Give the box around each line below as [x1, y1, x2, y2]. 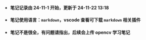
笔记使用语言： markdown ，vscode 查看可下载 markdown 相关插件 [10, 17, 141, 23]
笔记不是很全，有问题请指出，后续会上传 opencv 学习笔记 [10, 29, 130, 35]
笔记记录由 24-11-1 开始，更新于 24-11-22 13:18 [10, 4, 109, 10]
